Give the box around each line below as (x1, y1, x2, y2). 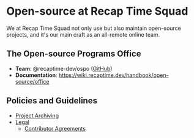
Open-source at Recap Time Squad (6, 4, 188, 18)
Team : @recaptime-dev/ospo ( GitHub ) (15, 65, 113, 72)
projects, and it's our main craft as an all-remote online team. (6, 31, 160, 38)
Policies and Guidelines (6, 96, 98, 106)
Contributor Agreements (24, 125, 86, 132)
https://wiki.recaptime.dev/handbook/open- (58, 71, 169, 79)
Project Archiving (15, 112, 59, 119)
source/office (15, 78, 50, 85)
